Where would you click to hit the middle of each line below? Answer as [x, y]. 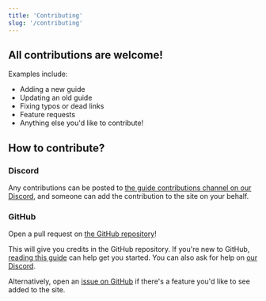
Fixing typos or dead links [62, 106]
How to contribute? [57, 148]
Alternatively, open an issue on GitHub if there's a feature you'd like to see [129, 281]
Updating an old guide [56, 98]
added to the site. [37, 290]
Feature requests [47, 115]
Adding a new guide [52, 90]
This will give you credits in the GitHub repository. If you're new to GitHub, [129, 250]
